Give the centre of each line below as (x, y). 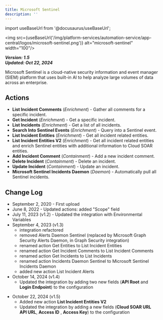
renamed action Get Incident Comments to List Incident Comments (86, 251)
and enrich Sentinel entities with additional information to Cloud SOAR (82, 146)
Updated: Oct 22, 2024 (29, 63)
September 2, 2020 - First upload (46, 204)
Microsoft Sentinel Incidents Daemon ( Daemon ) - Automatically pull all (84, 172)
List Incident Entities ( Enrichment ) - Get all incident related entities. (80, 135)
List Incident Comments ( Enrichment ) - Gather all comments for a (79, 109)
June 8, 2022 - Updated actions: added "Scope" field (66, 209)
